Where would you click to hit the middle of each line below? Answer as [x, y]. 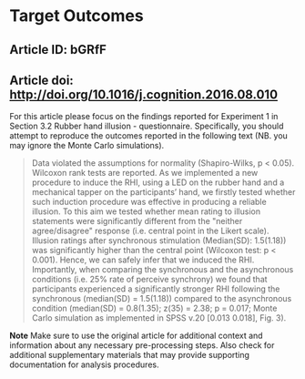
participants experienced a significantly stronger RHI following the [156, 289]
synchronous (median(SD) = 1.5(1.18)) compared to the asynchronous [162, 299]
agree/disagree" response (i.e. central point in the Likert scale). [150, 231]
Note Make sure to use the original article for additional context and [136, 336]
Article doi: [42, 80]
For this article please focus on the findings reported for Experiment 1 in [144, 117]
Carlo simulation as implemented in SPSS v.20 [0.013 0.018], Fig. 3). [159, 318]
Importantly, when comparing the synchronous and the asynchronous [163, 270]
